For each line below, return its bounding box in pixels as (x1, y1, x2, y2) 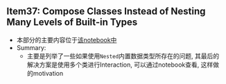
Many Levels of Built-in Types (6, 17, 138, 28)
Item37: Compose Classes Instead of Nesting (6, 6, 206, 17)
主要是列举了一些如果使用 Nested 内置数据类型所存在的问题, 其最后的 (26, 51, 220, 60)
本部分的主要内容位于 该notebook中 (16, 35, 117, 44)
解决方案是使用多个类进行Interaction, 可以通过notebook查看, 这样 (26, 60, 214, 69)
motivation (33, 69, 64, 77)
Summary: (16, 43, 46, 51)
